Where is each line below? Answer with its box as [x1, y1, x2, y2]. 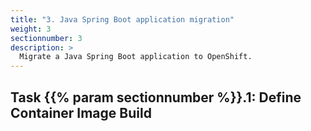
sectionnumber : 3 [10, 33, 83, 43]
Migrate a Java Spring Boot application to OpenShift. [19, 52, 253, 62]
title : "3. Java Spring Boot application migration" [10, 14, 235, 25]
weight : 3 [10, 24, 52, 34]
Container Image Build [10, 104, 152, 121]
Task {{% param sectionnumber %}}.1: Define [10, 89, 302, 106]
